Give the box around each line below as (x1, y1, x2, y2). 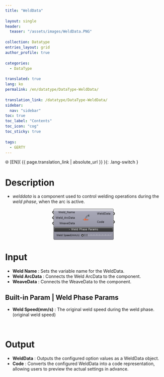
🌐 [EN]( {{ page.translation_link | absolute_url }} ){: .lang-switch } (5, 159, 139, 165)
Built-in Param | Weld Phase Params (5, 293, 119, 302)
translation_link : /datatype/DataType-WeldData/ (5, 97, 108, 102)
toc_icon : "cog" (5, 124, 39, 129)
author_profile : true (5, 50, 50, 55)
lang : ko (5, 82, 23, 87)
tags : (5, 140, 16, 145)
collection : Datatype (5, 40, 50, 45)
